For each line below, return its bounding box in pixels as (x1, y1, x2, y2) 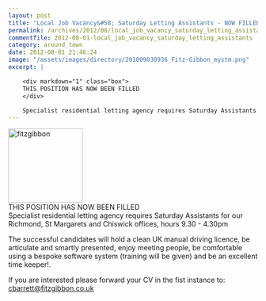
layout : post (8, 11, 51, 20)
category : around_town (8, 41, 83, 49)
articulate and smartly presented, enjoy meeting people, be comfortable (8, 243, 243, 253)
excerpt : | (8, 63, 44, 71)
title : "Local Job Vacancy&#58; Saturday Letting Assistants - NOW (8, 19, 236, 27)
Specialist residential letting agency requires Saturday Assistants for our (8, 211, 243, 220)
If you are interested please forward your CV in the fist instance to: (8, 275, 226, 285)
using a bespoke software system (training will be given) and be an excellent (8, 251, 258, 261)
